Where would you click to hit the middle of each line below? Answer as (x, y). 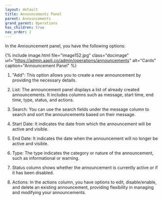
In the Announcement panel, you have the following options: (65, 46)
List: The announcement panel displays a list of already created (76, 90)
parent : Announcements (28, 18)
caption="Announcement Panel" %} (41, 66)
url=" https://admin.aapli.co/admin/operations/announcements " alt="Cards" (81, 60)
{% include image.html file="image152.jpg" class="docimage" (67, 55)
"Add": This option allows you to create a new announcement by (76, 75)
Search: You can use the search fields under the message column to (81, 109)
